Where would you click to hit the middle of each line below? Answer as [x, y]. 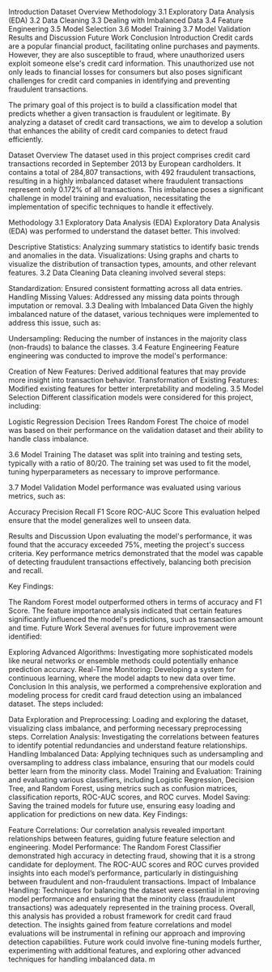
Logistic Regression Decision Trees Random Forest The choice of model [129, 422]
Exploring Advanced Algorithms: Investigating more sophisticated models [131, 652]
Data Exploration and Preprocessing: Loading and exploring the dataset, [128, 719]
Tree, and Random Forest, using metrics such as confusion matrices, [123, 788]
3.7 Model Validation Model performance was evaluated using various [125, 487]
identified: [25, 636]
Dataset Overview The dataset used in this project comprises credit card [130, 155]
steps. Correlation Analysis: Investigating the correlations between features [134, 736]
